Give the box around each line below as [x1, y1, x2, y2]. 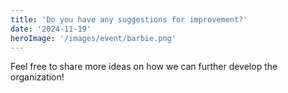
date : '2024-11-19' [10, 24, 92, 34]
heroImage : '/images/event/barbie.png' [10, 33, 177, 43]
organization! [10, 71, 65, 83]
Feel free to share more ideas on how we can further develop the [10, 61, 278, 73]
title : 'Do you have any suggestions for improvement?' [10, 14, 248, 25]
